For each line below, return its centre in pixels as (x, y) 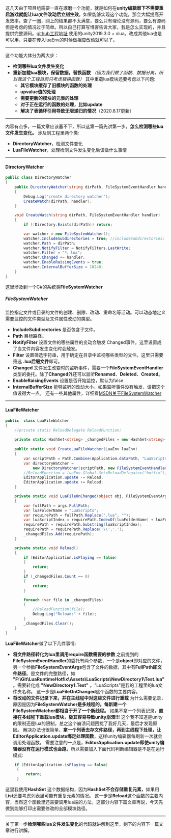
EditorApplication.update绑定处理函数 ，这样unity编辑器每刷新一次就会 (88, 736)
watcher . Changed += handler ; (54, 258)
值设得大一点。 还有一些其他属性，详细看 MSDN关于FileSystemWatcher (87, 393)
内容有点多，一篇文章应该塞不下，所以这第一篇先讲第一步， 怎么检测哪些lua (84, 126)
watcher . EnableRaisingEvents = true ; (63, 262)
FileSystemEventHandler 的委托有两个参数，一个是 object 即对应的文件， (89, 660)
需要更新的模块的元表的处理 (49, 98)
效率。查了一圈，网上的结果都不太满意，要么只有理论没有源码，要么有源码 (88, 21)
